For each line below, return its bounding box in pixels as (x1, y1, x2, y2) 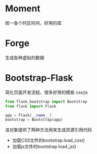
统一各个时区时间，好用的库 (5, 20, 62, 26)
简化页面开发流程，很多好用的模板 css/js (5, 89, 88, 95)
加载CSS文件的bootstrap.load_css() (12, 137, 85, 144)
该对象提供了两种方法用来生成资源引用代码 (5, 127, 92, 133)
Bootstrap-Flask (5, 72, 73, 84)
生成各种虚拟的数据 (5, 54, 45, 60)
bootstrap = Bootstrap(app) (5, 117, 63, 122)
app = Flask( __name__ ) (5, 112, 52, 118)
